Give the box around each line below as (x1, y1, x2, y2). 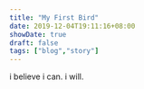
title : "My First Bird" (9, 13, 100, 22)
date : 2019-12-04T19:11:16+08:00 (9, 22, 136, 31)
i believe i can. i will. (9, 71, 84, 82)
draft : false (9, 38, 59, 48)
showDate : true (9, 30, 67, 39)
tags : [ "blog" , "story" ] (9, 47, 100, 56)
